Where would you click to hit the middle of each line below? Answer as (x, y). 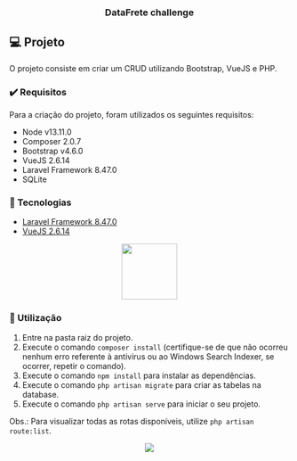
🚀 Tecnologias (40, 202)
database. (40, 394)
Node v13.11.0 (47, 132)
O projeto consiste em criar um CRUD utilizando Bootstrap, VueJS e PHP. (143, 68)
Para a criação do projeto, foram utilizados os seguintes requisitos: (132, 115)
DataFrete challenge (149, 12)
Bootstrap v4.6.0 (52, 151)
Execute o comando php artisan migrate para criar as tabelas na (142, 384)
